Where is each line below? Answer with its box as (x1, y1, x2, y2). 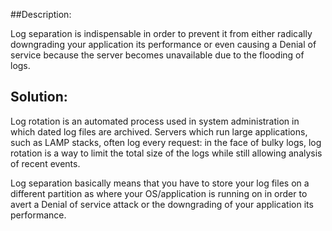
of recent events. (10, 157, 81, 169)
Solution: (10, 89, 68, 106)
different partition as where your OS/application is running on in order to (10, 187, 308, 199)
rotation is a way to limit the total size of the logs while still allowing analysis (10, 147, 323, 159)
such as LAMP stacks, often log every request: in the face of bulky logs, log (10, 136, 322, 148)
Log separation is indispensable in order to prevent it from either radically (10, 28, 313, 39)
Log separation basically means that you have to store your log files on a (10, 177, 310, 189)
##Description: (10, 9, 72, 20)
